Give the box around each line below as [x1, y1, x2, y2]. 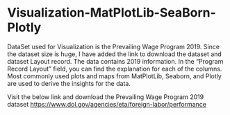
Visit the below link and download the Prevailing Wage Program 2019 [7, 92, 204, 101]
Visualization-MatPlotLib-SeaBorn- [7, 5, 217, 21]
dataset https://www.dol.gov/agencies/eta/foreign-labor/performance [7, 100, 207, 108]
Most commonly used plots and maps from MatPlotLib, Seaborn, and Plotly [7, 71, 222, 80]
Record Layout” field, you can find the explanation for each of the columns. [7, 64, 222, 73]
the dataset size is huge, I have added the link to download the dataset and [7, 50, 222, 58]
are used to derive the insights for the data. [7, 79, 131, 87]
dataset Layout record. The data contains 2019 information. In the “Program [7, 57, 224, 65]
